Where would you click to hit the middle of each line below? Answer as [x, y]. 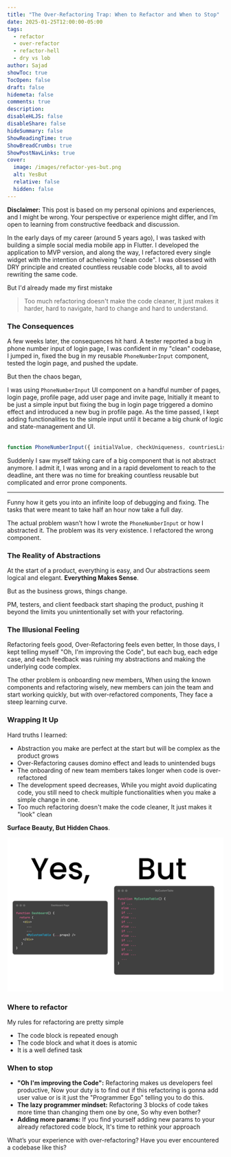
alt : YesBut [31, 175]
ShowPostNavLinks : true [41, 153]
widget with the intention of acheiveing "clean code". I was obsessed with [112, 259]
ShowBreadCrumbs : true [40, 145]
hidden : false [33, 189]
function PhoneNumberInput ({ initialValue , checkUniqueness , [97, 447]
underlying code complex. [44, 667]
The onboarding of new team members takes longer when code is [110, 770]
